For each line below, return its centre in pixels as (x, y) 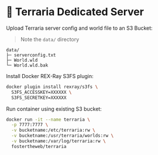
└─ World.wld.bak (27, 65)
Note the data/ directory (50, 39)
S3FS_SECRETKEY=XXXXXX (39, 98)
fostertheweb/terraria (39, 146)
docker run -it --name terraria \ (48, 119)
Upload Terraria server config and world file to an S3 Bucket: (80, 28)
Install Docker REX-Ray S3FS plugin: (50, 76)
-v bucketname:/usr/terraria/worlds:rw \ (63, 136)
